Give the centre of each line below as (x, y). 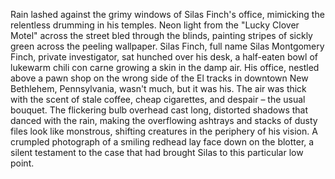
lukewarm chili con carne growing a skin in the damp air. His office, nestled (165, 67)
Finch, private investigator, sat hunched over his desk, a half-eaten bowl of (164, 57)
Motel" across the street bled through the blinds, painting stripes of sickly (161, 35)
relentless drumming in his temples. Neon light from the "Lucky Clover (155, 25)
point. (22, 163)
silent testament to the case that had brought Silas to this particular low (157, 152)
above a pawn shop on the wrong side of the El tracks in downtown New (159, 78)
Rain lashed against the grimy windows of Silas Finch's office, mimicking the (167, 14)
